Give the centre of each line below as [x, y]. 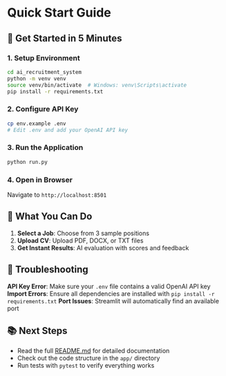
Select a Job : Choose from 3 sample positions [83, 233]
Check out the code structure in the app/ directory [88, 358]
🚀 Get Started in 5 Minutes [65, 38]
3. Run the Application [45, 148]
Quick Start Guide [59, 13]
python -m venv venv [37, 78]
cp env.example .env [37, 123]
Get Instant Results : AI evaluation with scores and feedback [103, 247]
